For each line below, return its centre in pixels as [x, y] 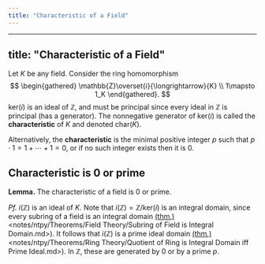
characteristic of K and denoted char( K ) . [75, 125]
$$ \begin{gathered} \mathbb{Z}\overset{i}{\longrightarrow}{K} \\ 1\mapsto [132, 86]
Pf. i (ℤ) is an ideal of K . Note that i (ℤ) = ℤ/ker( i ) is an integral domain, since [129, 208]
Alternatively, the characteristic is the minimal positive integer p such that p [131, 139]
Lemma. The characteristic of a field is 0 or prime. [90, 192]
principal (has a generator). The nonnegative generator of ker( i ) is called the [132, 116]
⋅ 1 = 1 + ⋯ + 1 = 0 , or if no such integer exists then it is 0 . [101, 148]
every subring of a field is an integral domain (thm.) [91, 217]
